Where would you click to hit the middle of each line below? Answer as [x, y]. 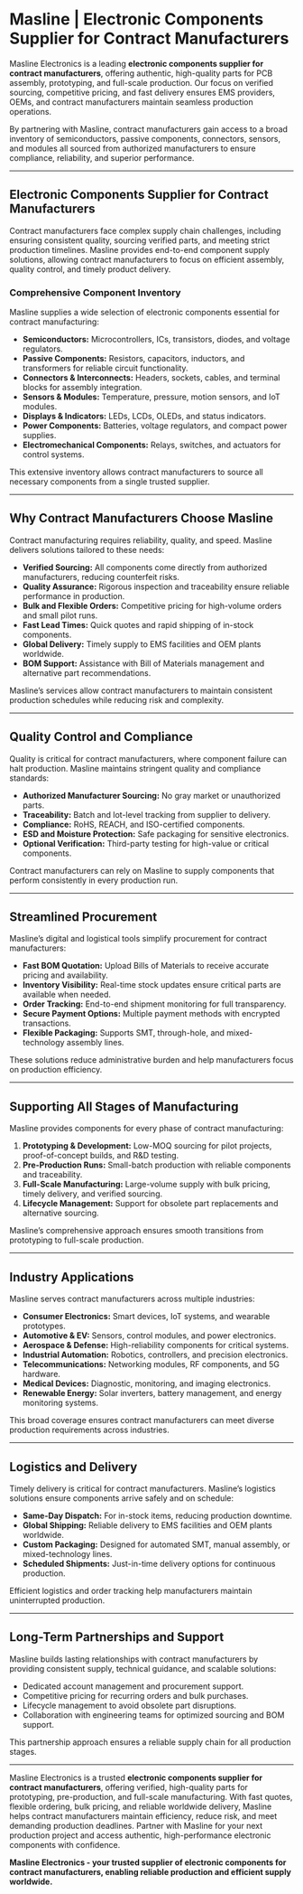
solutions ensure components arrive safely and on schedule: [122, 1498]
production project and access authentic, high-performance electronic [140, 1835]
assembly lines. [95, 1043]
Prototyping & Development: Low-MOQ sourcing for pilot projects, [147, 1146]
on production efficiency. [56, 1070]
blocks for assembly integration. [82, 388]
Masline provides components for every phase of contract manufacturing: [147, 1129]
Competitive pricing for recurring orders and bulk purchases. [135, 1695]
